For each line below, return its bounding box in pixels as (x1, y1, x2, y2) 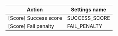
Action (27, 6, 43, 13)
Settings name (70, 6, 107, 13)
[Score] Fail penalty (8, 23, 54, 29)
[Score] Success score (8, 15, 62, 21)
